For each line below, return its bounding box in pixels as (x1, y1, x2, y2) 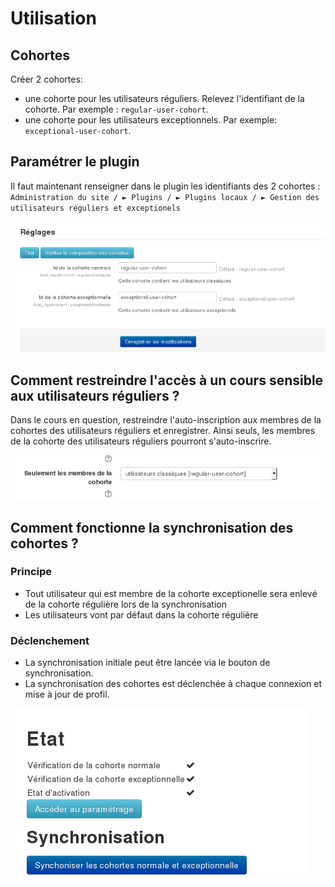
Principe (10, 565, 53, 579)
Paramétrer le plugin (10, 153, 140, 171)
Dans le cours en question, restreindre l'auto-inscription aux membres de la (10, 413, 322, 426)
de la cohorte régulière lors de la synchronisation (24, 598, 227, 610)
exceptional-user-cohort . (24, 125, 132, 136)
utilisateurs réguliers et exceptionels (10, 203, 182, 213)
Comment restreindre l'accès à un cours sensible (10, 372, 324, 389)
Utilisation (10, 7, 97, 30)
